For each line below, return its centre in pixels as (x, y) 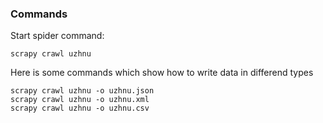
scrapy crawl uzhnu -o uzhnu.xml (80, 100)
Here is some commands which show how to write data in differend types (162, 73)
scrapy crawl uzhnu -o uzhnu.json (82, 91)
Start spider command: (57, 36)
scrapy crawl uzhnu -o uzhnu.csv (80, 108)
